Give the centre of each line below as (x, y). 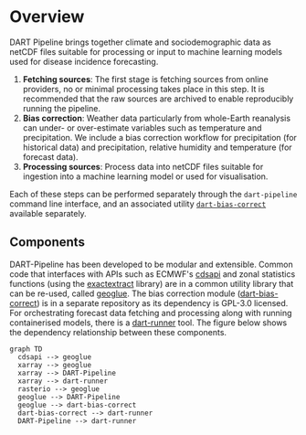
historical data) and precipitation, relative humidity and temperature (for (157, 147)
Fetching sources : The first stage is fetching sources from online (146, 79)
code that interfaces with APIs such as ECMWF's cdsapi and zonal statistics (153, 274)
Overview (47, 17)
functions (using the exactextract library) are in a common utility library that (152, 283)
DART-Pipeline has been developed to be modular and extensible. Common (152, 264)
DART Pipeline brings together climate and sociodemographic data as (140, 42)
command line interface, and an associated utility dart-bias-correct (138, 204)
